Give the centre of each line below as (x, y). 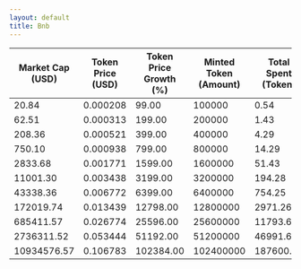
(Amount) (219, 84)
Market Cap (44, 67)
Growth (160, 79)
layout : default (39, 17)
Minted (219, 62)
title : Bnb (30, 26)
